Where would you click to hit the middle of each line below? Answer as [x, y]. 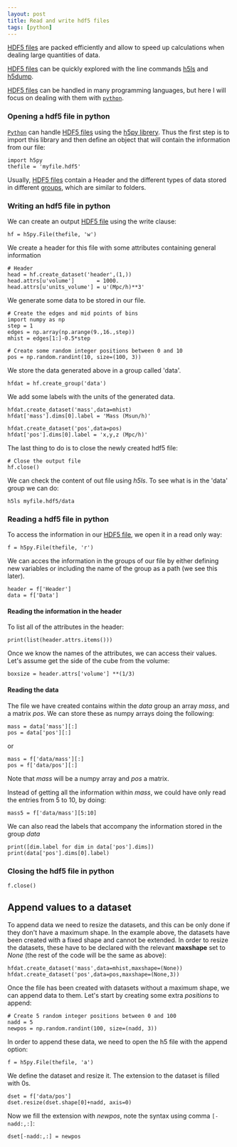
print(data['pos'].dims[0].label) [59, 853]
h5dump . [21, 76]
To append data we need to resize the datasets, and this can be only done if [119, 924]
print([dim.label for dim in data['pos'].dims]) [81, 847]
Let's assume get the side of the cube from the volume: [89, 661]
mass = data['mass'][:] [43, 726]
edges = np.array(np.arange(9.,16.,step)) [71, 332]
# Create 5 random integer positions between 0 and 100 [92, 1016]
